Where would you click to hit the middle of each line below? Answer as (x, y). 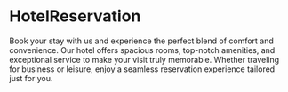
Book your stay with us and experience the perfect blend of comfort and (141, 41)
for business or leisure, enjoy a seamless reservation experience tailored (142, 69)
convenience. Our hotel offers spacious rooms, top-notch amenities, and (142, 50)
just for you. (31, 78)
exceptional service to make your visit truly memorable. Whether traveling (144, 59)
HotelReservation (75, 16)
